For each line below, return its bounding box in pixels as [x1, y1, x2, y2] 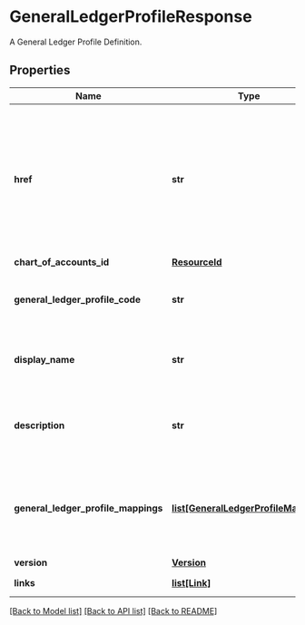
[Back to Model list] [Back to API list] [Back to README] [9, 605, 218, 616]
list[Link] [172, 576, 212, 589]
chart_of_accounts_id [14, 256, 110, 269]
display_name [14, 353, 75, 366]
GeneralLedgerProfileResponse [9, 6, 252, 27]
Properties [9, 63, 71, 78]
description [14, 419, 65, 432]
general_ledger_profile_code [14, 293, 141, 306]
